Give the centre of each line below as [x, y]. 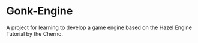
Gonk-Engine [40, 11]
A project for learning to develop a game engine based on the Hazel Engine [99, 27]
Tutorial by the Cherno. [35, 33]
